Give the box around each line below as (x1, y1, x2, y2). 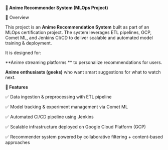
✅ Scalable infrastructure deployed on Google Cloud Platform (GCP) (5, 124, 146, 129)
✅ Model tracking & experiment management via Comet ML (5, 104, 128, 109)
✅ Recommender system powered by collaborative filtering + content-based (5, 134, 163, 139)
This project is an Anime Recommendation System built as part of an (5, 24, 149, 30)
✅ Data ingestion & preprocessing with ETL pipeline (5, 94, 112, 99)
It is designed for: (5, 50, 42, 55)
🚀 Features (5, 84, 29, 90)
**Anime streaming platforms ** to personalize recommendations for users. (5, 59, 162, 65)
